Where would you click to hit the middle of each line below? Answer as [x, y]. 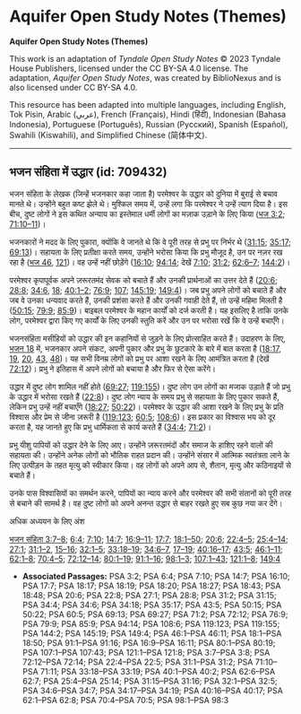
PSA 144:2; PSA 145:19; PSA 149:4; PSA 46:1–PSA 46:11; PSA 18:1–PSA [152, 633]
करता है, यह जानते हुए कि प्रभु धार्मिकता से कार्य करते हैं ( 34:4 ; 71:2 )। [111, 427]
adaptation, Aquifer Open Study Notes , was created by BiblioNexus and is [146, 77]
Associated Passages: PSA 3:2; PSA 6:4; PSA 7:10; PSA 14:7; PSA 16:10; [156, 576]
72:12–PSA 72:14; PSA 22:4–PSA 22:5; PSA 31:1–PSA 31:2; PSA [138, 662]
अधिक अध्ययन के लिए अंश [47, 521]
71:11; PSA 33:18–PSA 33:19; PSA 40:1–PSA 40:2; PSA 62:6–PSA [158, 671]
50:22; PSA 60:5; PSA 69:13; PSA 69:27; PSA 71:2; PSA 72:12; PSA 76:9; [155, 614]
